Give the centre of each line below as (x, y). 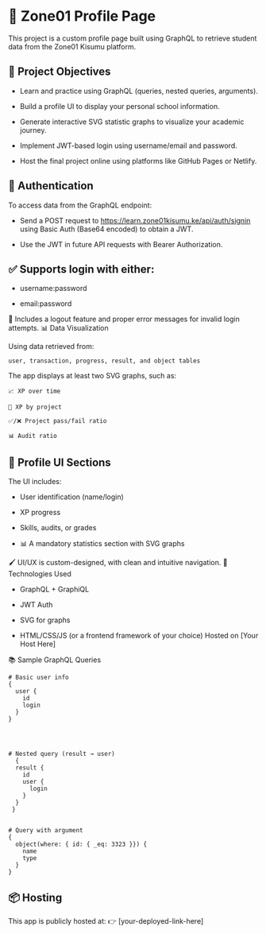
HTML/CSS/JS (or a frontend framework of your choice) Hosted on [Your (139, 636)
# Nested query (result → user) (62, 754)
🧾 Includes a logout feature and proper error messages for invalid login (124, 319)
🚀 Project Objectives (60, 72)
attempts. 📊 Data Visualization (58, 328)
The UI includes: (35, 482)
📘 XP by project (35, 407)
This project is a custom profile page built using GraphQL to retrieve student (133, 38)
